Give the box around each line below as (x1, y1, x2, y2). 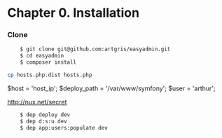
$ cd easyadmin (20, 53, 64, 60)
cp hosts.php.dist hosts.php (7, 71, 92, 78)
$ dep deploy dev (20, 111, 71, 118)
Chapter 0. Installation (7, 5, 140, 21)
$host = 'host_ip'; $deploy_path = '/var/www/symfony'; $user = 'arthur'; (7, 84, 216, 92)
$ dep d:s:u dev (20, 118, 68, 125)
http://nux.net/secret (7, 97, 67, 106)
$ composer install (20, 59, 77, 66)
